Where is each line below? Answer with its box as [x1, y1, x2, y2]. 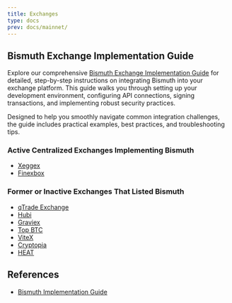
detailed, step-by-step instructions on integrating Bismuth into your [7, 76, 204, 85]
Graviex [17, 218, 40, 226]
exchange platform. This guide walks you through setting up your [7, 84, 197, 92]
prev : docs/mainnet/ [7, 23, 69, 31]
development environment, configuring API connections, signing [7, 92, 195, 100]
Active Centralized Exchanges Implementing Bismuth [7, 145, 195, 155]
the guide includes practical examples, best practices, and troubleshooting [7, 120, 225, 128]
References [7, 269, 59, 281]
